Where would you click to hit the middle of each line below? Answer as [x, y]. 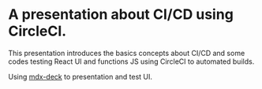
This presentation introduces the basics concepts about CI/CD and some [127, 53]
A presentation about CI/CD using [121, 15]
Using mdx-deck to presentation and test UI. [80, 76]
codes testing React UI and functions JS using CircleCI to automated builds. [131, 61]
